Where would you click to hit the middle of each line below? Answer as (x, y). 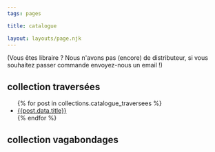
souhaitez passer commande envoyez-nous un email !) (85, 65)
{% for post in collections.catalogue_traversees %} (89, 103)
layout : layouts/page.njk (44, 39)
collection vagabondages (63, 139)
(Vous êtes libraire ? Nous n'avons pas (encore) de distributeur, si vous (108, 58)
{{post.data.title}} (42, 111)
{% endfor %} (37, 118)
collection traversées (54, 87)
